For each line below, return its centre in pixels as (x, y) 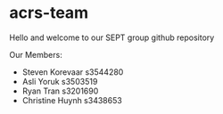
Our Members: (36, 54)
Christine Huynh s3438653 (72, 100)
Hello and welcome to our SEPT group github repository (112, 37)
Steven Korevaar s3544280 (73, 72)
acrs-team (49, 13)
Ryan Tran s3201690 (60, 91)
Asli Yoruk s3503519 (60, 81)
